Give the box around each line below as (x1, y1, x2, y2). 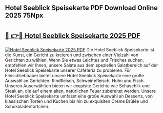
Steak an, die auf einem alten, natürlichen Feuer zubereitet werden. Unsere (5, 88, 156, 94)
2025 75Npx (5, 12, 43, 20)
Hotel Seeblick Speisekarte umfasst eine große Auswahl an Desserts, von (5, 93, 153, 99)
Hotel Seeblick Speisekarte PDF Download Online (5, 4, 158, 12)
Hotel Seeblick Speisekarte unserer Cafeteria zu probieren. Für (5, 67, 131, 73)
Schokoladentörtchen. (5, 104, 50, 109)
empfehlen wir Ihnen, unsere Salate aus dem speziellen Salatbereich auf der (5, 63, 158, 68)
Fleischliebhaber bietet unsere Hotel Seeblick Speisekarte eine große (5, 73, 144, 78)
